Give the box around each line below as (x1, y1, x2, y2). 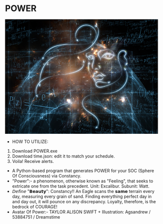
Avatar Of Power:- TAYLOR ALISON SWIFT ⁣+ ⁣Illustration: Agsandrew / (12, 209, 151, 215)
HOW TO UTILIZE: (12, 139, 49, 144)
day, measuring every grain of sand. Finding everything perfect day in (12, 193, 152, 199)
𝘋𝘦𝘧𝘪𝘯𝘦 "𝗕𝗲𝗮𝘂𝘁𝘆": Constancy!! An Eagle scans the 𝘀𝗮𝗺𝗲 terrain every (12, 188, 155, 194)
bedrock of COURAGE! (12, 204, 58, 209)
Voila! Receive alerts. (12, 158, 54, 164)
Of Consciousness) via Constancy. (12, 173, 81, 178)
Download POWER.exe (12, 148, 58, 154)
